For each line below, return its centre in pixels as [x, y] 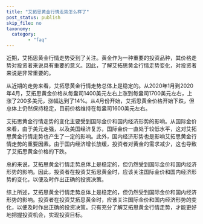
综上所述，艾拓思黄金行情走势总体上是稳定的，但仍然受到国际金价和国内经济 [101, 192]
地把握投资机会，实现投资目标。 [46, 215]
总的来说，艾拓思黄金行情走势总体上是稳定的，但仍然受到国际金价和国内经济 [101, 164]
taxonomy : [19, 29]
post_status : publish [34, 18]
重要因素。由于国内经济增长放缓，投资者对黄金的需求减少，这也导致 [112, 144]
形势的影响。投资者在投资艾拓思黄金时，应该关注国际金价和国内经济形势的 [99, 200]
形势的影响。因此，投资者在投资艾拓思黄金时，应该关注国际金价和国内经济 [99, 172]
